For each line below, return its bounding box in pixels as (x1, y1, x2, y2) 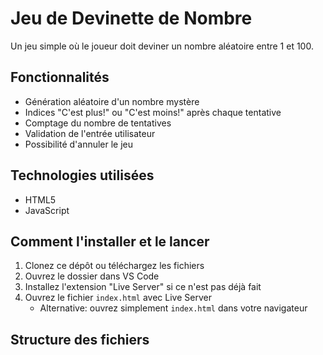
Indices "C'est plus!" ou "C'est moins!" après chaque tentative (24, 106, 282, 118)
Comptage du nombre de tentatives (24, 117, 172, 129)
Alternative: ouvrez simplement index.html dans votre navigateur (39, 302, 308, 314)
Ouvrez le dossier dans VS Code (24, 270, 160, 282)
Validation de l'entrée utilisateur (24, 127, 156, 139)
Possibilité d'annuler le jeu (24, 138, 134, 150)
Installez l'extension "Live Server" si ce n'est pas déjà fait (24, 281, 262, 293)
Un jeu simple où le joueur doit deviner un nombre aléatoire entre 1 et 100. (10, 40, 314, 52)
